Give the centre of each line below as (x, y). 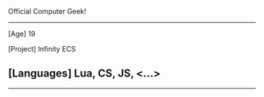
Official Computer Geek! (47, 11)
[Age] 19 (22, 34)
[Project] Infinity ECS (42, 49)
